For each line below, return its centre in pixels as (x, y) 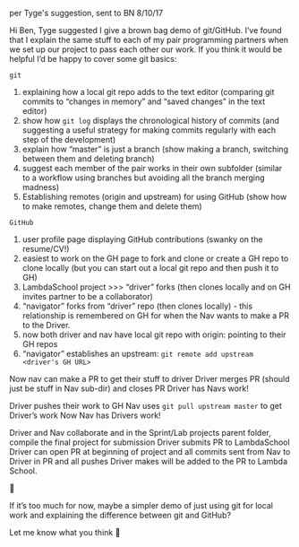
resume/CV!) (46, 249)
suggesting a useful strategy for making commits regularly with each (149, 130)
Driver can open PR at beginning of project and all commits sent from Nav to (150, 451)
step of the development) (69, 139)
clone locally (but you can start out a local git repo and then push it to (150, 268)
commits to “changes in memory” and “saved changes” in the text (144, 101)
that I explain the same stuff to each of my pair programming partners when (149, 40)
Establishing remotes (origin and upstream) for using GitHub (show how (154, 197)
